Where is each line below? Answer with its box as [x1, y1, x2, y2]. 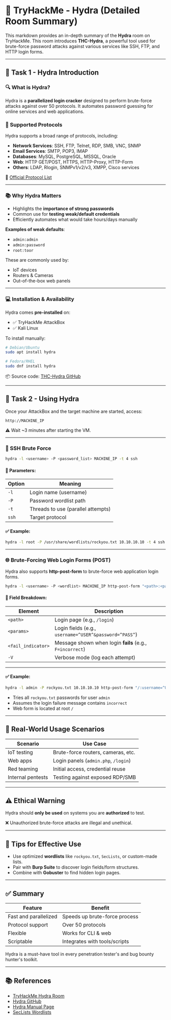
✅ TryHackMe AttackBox [12, 319, 65, 325]
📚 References [5, 977, 51, 985]
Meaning [59, 480, 81, 488]
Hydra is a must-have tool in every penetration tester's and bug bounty [5, 951, 154, 957]
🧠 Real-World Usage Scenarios [5, 725, 105, 734]
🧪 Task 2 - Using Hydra [5, 395, 79, 403]
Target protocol [30, 514, 67, 521]
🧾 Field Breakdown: [5, 595, 47, 601]
